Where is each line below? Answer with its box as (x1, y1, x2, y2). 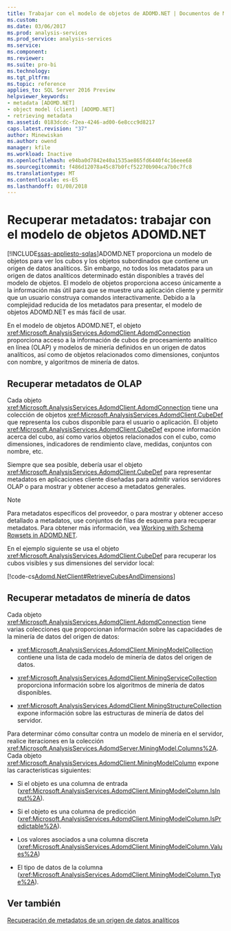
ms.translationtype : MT (7, 170, 76, 177)
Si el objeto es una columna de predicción (16, 807, 136, 815)
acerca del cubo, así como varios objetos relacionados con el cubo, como (7, 432, 217, 441)
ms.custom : (7, 17, 38, 23)
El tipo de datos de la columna (16, 863, 103, 871)
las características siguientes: (7, 766, 91, 774)
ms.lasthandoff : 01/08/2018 (7, 183, 88, 190)
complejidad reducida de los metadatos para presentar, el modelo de (7, 300, 203, 309)
